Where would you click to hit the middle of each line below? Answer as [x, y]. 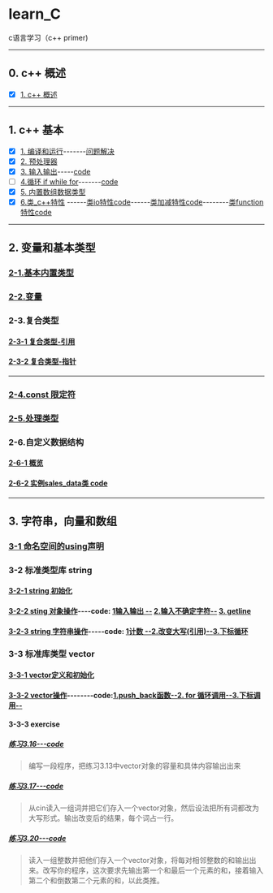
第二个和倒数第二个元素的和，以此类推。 [96, 881]
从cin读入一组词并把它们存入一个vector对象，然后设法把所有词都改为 [144, 808]
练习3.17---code [36, 786]
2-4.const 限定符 [42, 395]
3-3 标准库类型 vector [52, 654]
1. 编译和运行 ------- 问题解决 [67, 151]
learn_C [35, 14]
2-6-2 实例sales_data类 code [58, 483]
